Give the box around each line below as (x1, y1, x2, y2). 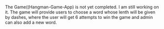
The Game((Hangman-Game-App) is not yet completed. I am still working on (5, 4, 159, 10)
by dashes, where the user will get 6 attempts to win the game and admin (5, 14, 153, 20)
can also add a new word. (5, 19, 57, 25)
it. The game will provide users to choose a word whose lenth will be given (5, 9, 156, 15)
